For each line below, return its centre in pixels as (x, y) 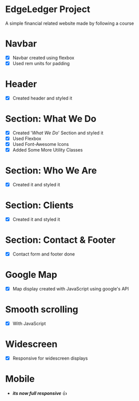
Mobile (20, 379)
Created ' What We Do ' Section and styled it (58, 133)
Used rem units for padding (41, 63)
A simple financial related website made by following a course (70, 23)
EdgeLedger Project (48, 9)
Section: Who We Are (51, 171)
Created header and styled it (42, 98)
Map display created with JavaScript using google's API (71, 289)
